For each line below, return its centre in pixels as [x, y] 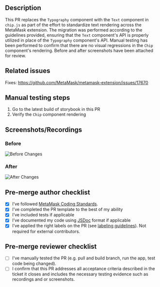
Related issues [28, 71]
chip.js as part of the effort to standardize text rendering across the [73, 25]
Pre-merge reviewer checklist [51, 246]
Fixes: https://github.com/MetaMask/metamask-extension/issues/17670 [77, 82]
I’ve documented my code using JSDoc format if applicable [71, 220]
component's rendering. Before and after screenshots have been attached [79, 50]
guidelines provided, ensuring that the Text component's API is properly [77, 35]
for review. [16, 56]
